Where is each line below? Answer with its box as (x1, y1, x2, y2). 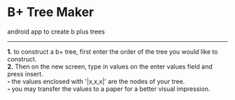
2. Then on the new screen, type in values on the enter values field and (7, 62, 213, 71)
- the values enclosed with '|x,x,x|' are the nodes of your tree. (7, 77, 185, 85)
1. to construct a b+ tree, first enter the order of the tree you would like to (7, 47, 218, 56)
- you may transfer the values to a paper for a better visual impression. (7, 85, 211, 93)
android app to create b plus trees (7, 27, 105, 36)
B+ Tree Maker (7, 4, 94, 20)
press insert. (7, 69, 43, 78)
